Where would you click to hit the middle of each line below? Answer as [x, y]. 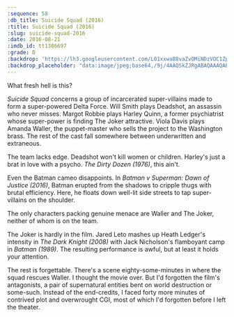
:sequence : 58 [28, 14]
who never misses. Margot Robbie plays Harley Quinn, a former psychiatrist [116, 114]
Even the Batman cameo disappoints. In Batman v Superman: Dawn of [108, 178]
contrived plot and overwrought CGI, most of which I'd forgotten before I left [117, 300]
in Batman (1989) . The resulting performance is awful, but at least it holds [113, 249]
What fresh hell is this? [40, 85]
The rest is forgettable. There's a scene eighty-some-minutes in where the [114, 270]
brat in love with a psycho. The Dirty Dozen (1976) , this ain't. [94, 164]
